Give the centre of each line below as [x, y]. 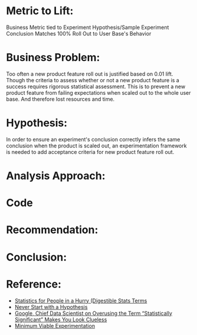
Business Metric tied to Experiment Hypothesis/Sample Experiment [88, 27]
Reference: [34, 284]
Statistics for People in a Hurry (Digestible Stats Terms [81, 301]
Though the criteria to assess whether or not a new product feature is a [93, 80]
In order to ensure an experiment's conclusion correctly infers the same [93, 139]
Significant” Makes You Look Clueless [61, 319]
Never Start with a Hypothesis [51, 307]
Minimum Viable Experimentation [55, 326]
